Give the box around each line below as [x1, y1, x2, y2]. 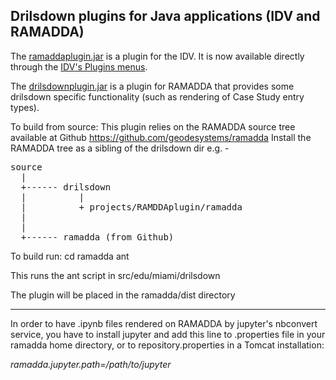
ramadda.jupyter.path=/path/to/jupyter [10, 358, 172, 370]
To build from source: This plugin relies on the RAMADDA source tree [10, 120, 296, 133]
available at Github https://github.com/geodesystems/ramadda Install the [10, 131, 312, 143]
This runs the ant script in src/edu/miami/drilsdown [10, 269, 221, 281]
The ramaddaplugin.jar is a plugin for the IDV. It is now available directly [10, 50, 305, 62]
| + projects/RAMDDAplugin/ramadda [20, 201, 243, 213]
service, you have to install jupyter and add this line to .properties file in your [10, 328, 326, 340]
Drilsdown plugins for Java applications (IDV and [10, 8, 321, 25]
